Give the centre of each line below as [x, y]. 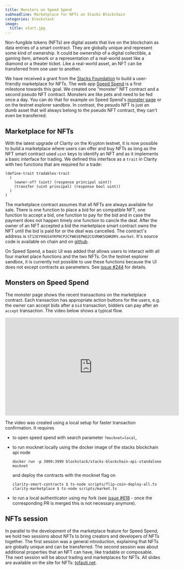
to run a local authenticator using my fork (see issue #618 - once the [82, 498]
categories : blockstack [30, 19]
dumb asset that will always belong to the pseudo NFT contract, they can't [81, 111]
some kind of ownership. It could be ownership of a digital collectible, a [78, 53]
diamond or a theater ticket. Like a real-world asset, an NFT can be [74, 64]
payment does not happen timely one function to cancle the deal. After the [81, 220]
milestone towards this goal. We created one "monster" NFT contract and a [82, 89]
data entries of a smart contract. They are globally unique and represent [79, 48]
